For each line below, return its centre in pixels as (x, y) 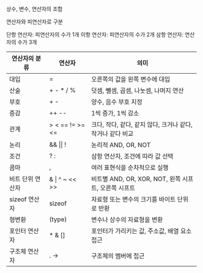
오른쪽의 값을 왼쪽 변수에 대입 (130, 79)
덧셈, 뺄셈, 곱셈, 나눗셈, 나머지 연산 (137, 91)
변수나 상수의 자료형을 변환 (127, 220)
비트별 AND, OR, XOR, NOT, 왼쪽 (136, 179)
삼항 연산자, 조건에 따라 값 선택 (132, 156)
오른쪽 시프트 (118, 188)
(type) (58, 219)
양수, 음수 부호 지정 (117, 102)
